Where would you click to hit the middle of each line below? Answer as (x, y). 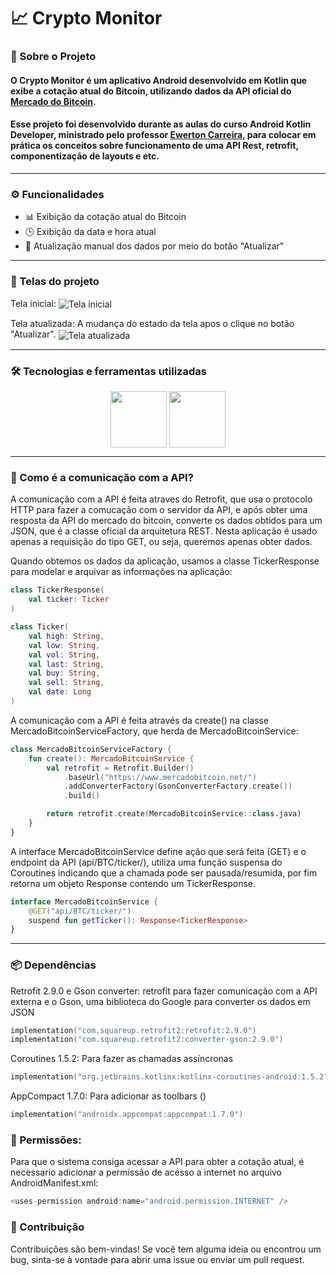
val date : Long (60, 692)
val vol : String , (64, 655)
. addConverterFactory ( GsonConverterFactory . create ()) (178, 786)
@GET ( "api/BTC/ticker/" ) (80, 911)
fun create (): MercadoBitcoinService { (111, 758)
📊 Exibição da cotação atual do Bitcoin (105, 217)
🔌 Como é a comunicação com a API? (102, 478)
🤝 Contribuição (47, 1227)
